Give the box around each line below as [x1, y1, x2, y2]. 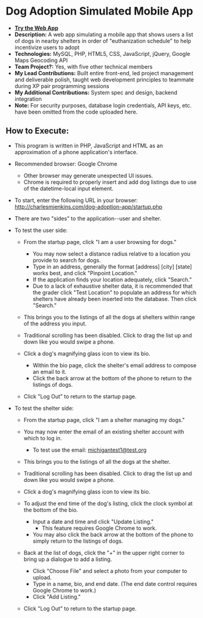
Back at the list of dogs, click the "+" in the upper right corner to [23, 549, 185, 556]
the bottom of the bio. [23, 506, 78, 514]
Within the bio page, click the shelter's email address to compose [32, 361, 197, 368]
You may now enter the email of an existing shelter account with [23, 428, 185, 435]
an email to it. [32, 368, 67, 375]
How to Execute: [5, 126, 69, 136]
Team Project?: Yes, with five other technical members [14, 63, 153, 70]
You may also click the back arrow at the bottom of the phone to [32, 531, 194, 538]
